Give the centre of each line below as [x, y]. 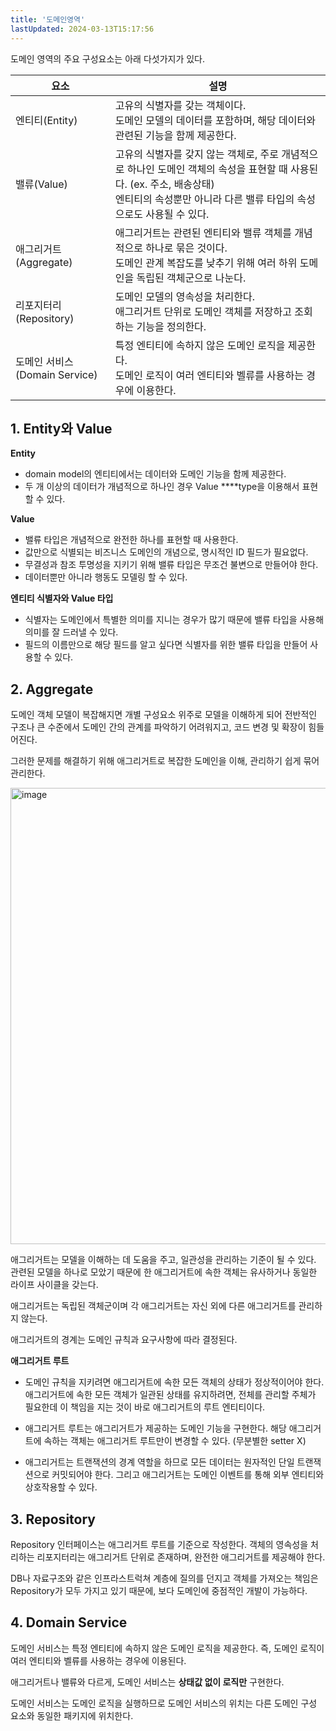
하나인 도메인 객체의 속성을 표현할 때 [207, 169]
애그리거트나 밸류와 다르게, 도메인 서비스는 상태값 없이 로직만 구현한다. [147, 1682]
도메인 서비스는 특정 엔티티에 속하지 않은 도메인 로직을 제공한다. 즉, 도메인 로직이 [167, 1648]
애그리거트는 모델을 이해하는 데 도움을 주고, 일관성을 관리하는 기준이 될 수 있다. [163, 1260]
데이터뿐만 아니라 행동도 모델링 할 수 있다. [106, 577]
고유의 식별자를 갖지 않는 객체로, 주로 [197, 154]
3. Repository [53, 1519]
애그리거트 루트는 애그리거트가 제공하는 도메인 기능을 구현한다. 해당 [155, 1428]
